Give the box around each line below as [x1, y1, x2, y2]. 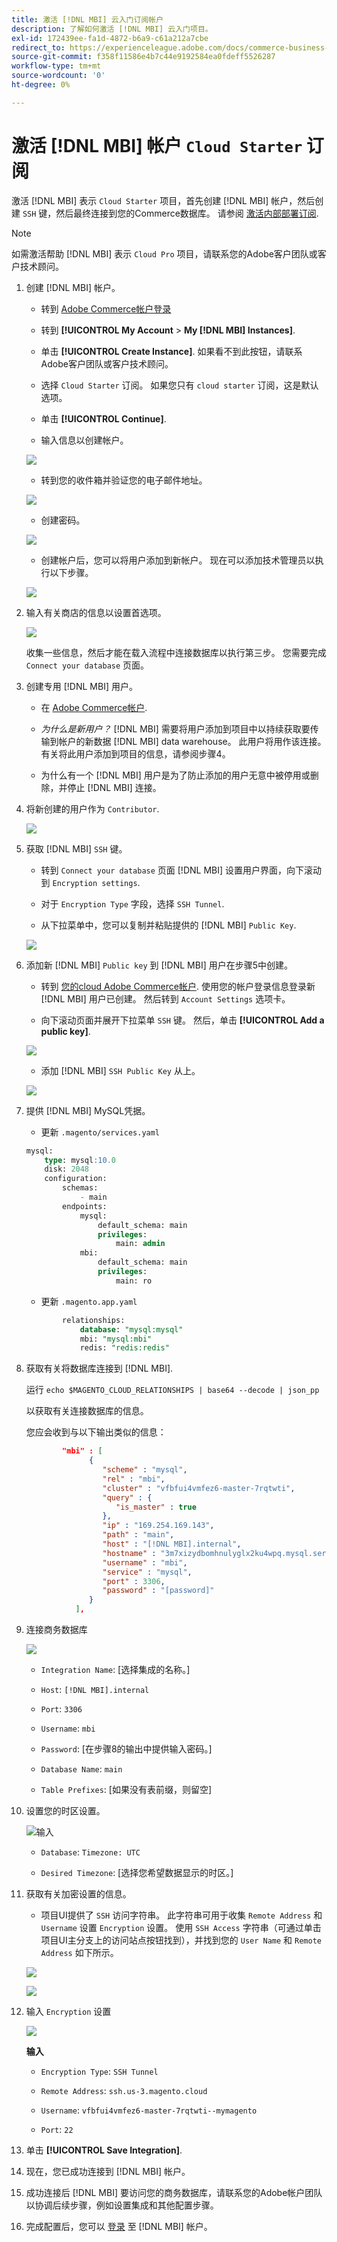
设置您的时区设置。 [25, 1805, 106, 1817]
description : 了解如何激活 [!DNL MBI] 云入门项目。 [11, 24, 213, 34]
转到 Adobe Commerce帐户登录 [40, 302, 172, 315]
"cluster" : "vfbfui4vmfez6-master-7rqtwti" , [102, 1483, 296, 1493]
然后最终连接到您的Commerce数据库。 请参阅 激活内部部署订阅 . [55, 207, 319, 219]
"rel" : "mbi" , [102, 1474, 166, 1484]
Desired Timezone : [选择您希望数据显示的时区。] [40, 1867, 234, 1879]
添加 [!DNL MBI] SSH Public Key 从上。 [40, 1064, 201, 1076]
